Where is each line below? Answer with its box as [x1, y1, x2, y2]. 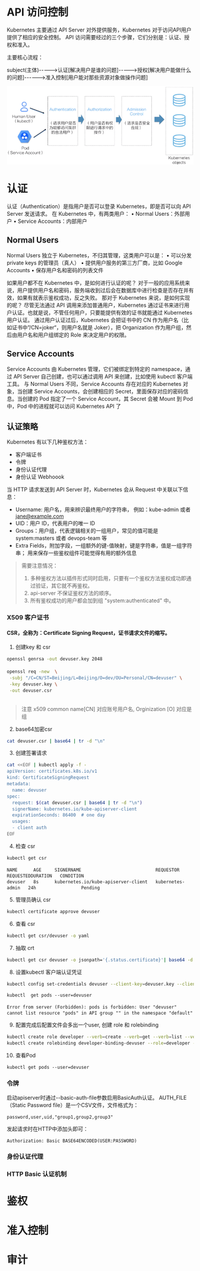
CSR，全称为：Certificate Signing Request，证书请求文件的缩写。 [7, 629, 171, 636]
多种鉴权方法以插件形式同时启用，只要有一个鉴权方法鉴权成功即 [30, 575, 186, 582]
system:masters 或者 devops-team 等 [15, 534, 107, 542]
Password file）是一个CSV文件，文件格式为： [27, 1101, 139, 1109]
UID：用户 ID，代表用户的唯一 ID [15, 520, 96, 527]
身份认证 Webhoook [15, 473, 65, 480]
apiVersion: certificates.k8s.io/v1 [7, 768, 97, 775]
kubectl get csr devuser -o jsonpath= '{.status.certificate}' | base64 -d [7, 957, 193, 963]
